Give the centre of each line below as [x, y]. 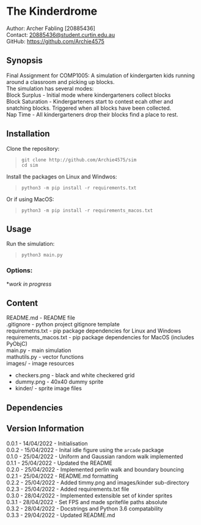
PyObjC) [17, 344]
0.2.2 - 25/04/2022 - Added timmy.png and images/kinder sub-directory [98, 482]
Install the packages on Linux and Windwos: [62, 177]
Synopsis [24, 60]
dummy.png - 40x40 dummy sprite [59, 382]
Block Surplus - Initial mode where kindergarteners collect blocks [89, 95]
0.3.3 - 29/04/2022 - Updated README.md [61, 515]
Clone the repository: [33, 148]
